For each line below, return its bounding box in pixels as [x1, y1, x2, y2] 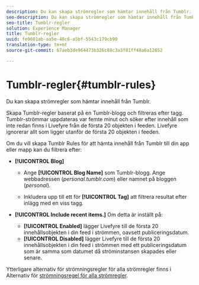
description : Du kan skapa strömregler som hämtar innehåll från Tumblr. [6, 8, 192, 15]
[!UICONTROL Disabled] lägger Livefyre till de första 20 [23, 235, 161, 242]
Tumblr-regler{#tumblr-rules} [6, 78, 156, 91]
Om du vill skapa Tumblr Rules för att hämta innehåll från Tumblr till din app [6, 140, 190, 147]
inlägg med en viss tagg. [23, 199, 84, 207]
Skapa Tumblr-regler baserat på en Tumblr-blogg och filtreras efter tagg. [6, 109, 184, 116]
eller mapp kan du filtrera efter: [6, 146, 82, 153]
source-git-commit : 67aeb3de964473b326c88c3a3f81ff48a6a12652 [6, 47, 163, 53]
